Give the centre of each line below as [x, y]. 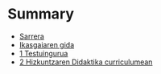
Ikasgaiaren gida [47, 44]
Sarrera [32, 36]
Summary [41, 14]
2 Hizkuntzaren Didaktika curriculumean [86, 62]
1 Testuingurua [43, 53]
